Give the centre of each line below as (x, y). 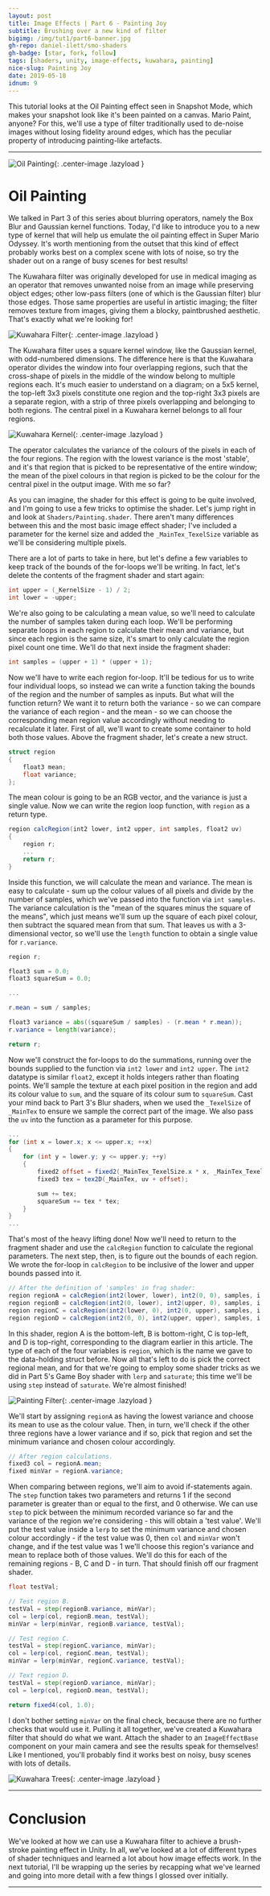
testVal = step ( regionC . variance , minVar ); (82, 1646)
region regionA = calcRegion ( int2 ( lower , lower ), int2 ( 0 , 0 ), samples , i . (136, 1296)
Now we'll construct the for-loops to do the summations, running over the (130, 1060)
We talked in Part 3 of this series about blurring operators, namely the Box (131, 218)
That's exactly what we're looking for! (71, 320)
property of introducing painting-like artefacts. (85, 140)
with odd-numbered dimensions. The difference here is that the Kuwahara (131, 359)
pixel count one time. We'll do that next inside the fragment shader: (119, 647)
